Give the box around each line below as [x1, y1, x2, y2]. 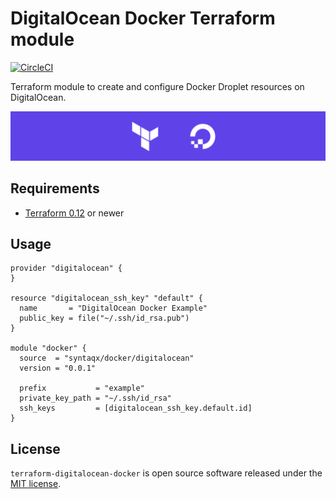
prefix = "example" [19, 383, 145, 394]
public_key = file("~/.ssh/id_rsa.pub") [19, 313, 190, 324]
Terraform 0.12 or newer [24, 207, 125, 219]
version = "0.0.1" [19, 363, 97, 374]
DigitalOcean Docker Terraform [10, 7, 276, 30]
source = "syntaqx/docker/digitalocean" [19, 353, 195, 364]
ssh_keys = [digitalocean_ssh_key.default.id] [19, 403, 253, 414]
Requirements [10, 180, 100, 197]
